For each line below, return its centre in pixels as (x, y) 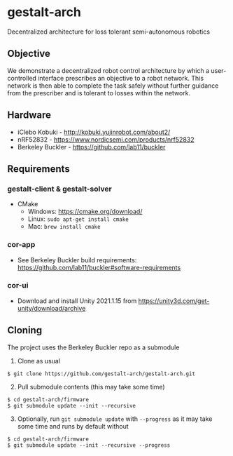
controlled (22, 78)
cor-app (21, 245)
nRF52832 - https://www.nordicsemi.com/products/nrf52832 (106, 139)
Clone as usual (39, 361)
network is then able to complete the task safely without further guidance (113, 86)
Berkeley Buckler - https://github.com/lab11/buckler (91, 147)
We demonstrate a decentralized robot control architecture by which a (108, 70)
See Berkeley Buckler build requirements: (77, 260)
